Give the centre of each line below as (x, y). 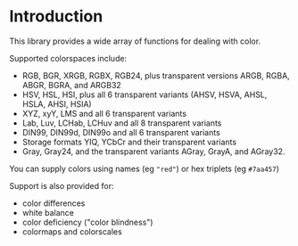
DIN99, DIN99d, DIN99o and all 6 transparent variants (121, 132)
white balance (48, 212)
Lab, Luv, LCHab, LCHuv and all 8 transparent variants (122, 123)
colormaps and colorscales (72, 231)
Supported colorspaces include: (68, 58)
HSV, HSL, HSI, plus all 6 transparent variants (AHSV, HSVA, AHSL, (145, 94)
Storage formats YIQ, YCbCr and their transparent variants (129, 142)
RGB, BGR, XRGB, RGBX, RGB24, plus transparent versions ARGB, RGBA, (156, 75)
